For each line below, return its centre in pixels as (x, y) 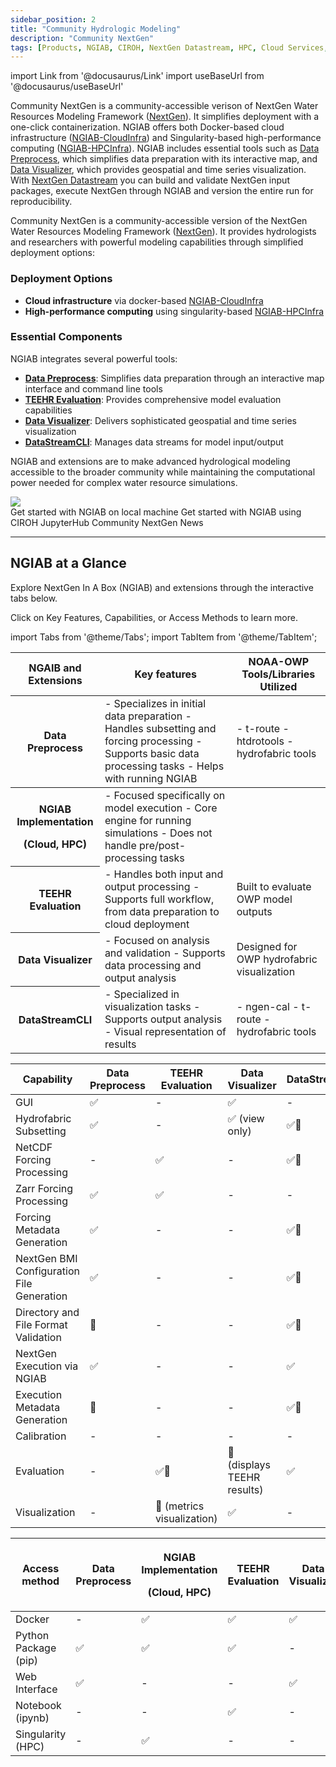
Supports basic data (152, 753)
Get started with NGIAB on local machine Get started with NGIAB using (156, 512)
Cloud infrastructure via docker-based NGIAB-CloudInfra (144, 300)
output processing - (152, 886)
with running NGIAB (151, 778)
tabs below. (34, 598)
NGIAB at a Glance (68, 563)
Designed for (267, 946)
